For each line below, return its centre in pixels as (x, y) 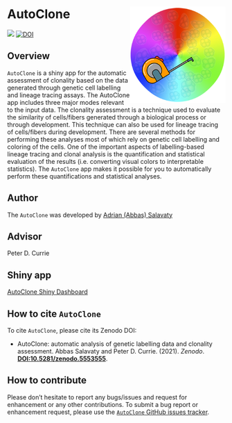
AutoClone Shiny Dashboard (47, 292)
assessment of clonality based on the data (68, 80)
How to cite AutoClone (54, 314)
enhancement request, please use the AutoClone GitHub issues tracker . (108, 412)
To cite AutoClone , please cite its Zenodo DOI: (72, 330)
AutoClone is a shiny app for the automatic (67, 73)
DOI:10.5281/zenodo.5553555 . (62, 358)
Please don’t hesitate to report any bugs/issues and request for (97, 397)
